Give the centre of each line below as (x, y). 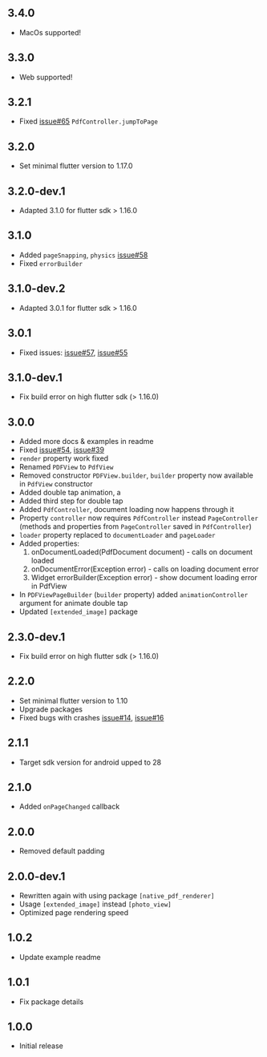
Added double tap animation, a (70, 493)
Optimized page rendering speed (74, 912)
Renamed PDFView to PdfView (66, 467)
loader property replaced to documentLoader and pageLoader (117, 535)
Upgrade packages (51, 709)
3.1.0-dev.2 (36, 289)
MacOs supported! (50, 32)
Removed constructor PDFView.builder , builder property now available (136, 475)
